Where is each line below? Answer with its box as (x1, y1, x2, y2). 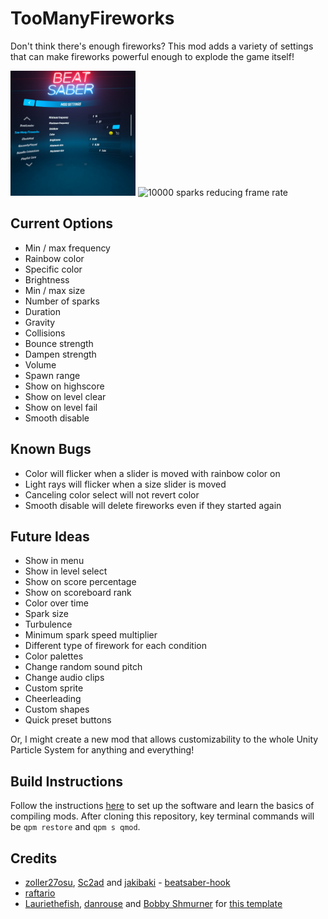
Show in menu (24, 555, 85, 567)
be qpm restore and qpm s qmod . (10, 821, 141, 833)
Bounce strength (24, 337, 94, 349)
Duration (24, 305, 61, 317)
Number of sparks (24, 295, 100, 307)
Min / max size (24, 284, 86, 296)
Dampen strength (24, 348, 97, 360)
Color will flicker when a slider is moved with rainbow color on (24, 467, 281, 479)
